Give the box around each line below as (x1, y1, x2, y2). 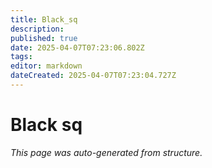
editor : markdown (10, 61, 83, 71)
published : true (10, 33, 78, 43)
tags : (10, 52, 33, 62)
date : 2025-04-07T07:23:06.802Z (10, 42, 145, 53)
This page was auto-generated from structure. (10, 146, 203, 158)
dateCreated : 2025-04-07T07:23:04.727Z (10, 71, 177, 81)
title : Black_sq (10, 14, 78, 25)
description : (10, 24, 65, 34)
